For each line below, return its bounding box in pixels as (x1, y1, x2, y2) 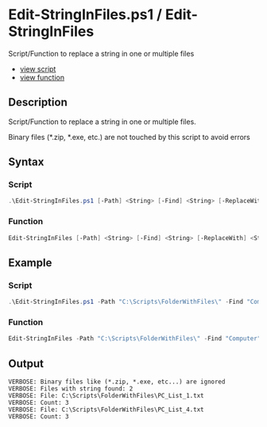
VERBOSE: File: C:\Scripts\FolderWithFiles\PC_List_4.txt (8, 406, 204, 414)
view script (19, 64, 56, 73)
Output (8, 356, 44, 371)
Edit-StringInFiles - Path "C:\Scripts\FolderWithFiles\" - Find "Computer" (8, 335, 261, 343)
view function (19, 72, 65, 82)
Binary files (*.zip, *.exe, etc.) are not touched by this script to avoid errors (8, 132, 250, 142)
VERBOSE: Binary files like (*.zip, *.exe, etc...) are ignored (8, 378, 226, 386)
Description (8, 95, 68, 109)
